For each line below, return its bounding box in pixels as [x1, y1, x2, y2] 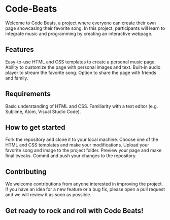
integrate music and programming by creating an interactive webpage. [5, 30, 153, 36]
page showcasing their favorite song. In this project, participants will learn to [5, 25, 165, 31]
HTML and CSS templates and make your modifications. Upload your [5, 142, 150, 148]
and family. [5, 75, 28, 81]
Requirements [5, 90, 51, 98]
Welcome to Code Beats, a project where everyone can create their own [5, 20, 156, 26]
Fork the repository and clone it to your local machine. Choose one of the [5, 136, 158, 142]
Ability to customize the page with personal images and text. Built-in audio [5, 64, 161, 70]
